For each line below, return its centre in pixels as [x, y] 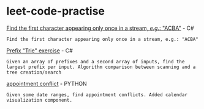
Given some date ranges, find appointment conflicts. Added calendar [97, 95]
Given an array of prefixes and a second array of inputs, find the [96, 62]
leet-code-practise [56, 11]
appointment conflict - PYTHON [47, 83]
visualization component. [39, 100]
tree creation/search [34, 72]
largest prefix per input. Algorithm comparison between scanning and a [101, 67]
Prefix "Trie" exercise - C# [40, 51]
